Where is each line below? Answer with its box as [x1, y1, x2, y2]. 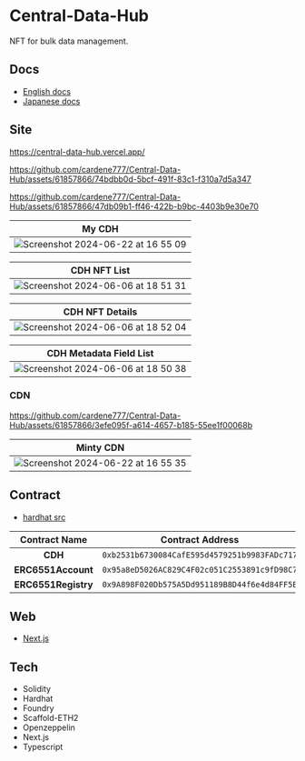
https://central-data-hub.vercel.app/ [9, 146, 145, 157]
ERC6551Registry [14, 578, 93, 591]
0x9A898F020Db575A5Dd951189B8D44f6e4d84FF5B [102, 579, 298, 589]
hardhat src [22, 511, 66, 523]
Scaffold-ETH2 [22, 713, 79, 724]
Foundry [22, 703, 54, 714]
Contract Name [19, 533, 88, 546]
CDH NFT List [70, 264, 131, 276]
